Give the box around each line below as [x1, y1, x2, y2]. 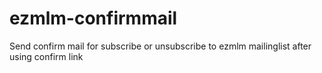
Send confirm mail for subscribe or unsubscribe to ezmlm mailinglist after [9, 40, 312, 52]
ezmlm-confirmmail [9, 7, 178, 30]
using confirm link [9, 50, 84, 62]
